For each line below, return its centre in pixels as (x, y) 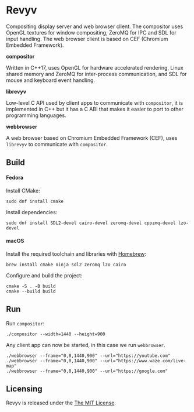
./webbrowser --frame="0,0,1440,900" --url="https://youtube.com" (88, 356)
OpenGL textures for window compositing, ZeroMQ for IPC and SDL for (91, 32)
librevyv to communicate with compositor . (57, 144)
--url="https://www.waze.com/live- (143, 360)
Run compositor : (25, 323)
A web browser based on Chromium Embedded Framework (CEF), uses (92, 138)
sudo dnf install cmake (35, 201)
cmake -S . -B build (31, 286)
